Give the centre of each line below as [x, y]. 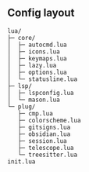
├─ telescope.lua [46, 148]
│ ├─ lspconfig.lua [41, 93]
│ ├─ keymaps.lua [37, 58]
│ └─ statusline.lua [43, 79]
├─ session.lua [42, 141]
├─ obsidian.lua [44, 134]
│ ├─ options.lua [37, 72]
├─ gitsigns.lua [44, 127]
